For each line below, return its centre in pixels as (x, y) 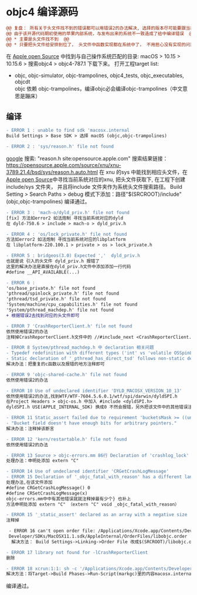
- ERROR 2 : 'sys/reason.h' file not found (60, 146)
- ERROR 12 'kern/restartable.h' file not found (67, 439)
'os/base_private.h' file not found (51, 288)
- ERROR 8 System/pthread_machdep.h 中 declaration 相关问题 (80, 347)
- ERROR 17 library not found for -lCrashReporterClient (77, 552)
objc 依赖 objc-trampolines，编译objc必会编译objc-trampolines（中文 (98, 89)
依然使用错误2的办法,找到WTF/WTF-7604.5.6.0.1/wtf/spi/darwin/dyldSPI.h (92, 396)
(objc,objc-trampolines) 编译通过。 (48, 201)
